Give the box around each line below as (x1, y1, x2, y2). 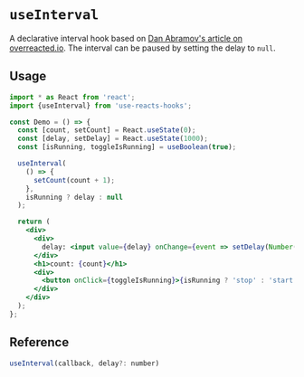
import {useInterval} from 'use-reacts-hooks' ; (9, 101, 193, 110)
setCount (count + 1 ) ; (33, 175, 116, 184)
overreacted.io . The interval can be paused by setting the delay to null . (9, 42, 276, 53)
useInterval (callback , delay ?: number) (9, 359, 160, 368)
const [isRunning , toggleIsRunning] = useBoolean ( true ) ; (17, 143, 237, 152)
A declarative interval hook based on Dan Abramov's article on (9, 33, 242, 43)
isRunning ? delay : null (25, 193, 124, 202)
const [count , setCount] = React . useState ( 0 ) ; (17, 126, 196, 135)
